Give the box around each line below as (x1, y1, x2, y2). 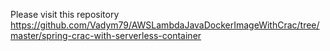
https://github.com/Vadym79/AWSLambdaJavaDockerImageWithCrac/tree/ (10, 19, 320, 31)
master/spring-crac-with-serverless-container (10, 30, 202, 41)
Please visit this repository (10, 9, 120, 20)
